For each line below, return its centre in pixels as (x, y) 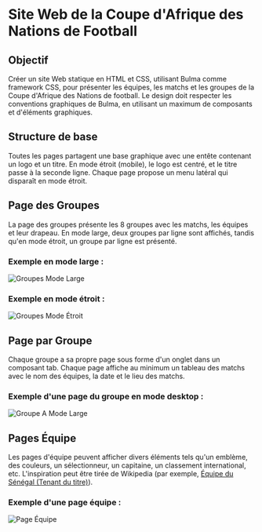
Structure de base (53, 137)
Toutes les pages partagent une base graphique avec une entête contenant (130, 155)
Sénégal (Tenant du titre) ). (51, 482)
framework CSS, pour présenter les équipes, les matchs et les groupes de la (131, 87)
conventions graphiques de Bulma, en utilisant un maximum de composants (130, 104)
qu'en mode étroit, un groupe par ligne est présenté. (93, 241)
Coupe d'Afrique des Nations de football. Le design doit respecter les (120, 95)
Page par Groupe (50, 340)
